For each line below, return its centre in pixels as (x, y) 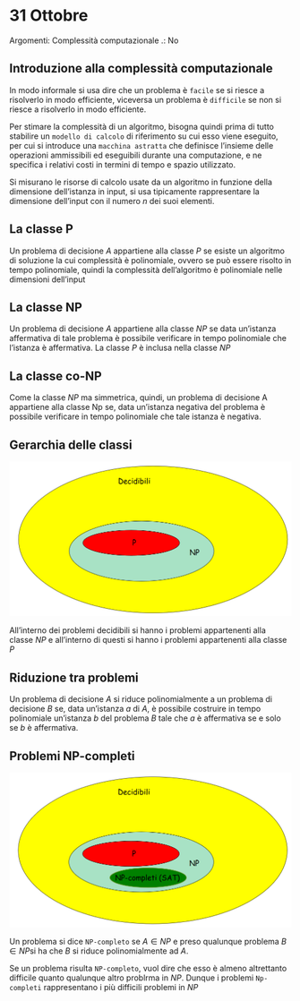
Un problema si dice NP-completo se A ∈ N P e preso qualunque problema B (148, 942)
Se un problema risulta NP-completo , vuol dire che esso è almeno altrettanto (148, 969)
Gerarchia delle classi (71, 445)
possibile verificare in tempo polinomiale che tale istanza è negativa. (135, 416)
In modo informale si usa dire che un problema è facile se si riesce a (137, 90)
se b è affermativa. (44, 728)
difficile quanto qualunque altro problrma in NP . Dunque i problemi (132, 978)
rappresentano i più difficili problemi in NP (121, 988)
